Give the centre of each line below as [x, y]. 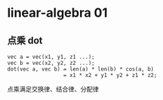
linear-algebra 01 [57, 13]
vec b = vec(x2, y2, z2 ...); [51, 63]
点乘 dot [25, 40]
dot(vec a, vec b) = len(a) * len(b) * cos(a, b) [81, 69]
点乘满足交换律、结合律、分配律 [53, 89]
